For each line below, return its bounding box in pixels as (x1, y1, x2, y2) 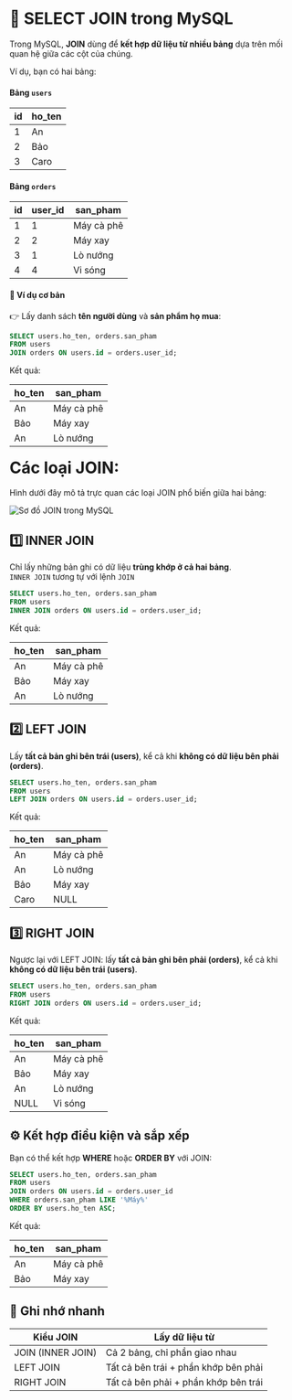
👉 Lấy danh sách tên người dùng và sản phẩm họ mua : (9, 310, 222, 321)
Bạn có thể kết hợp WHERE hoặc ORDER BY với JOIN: (9, 1152, 213, 1163)
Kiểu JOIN (33, 1331, 78, 1343)
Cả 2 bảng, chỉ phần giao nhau (105, 1346, 237, 1359)
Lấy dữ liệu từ (153, 1331, 215, 1343)
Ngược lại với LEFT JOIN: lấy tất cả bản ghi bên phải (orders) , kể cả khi (9, 955, 278, 966)
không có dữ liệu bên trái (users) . (9, 964, 138, 975)
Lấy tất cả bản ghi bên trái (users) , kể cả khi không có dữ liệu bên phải (9, 750, 279, 762)
